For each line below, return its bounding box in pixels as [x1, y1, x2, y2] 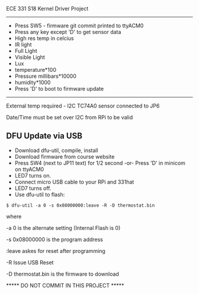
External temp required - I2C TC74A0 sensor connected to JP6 [6, 102, 160, 109]
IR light [14, 41, 32, 48]
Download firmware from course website [14, 153, 115, 160]
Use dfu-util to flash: [14, 191, 65, 198]
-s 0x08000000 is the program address [6, 236, 104, 243]
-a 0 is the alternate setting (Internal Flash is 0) [6, 224, 121, 231]
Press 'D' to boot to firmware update [14, 86, 104, 92]
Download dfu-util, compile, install [14, 147, 99, 154]
